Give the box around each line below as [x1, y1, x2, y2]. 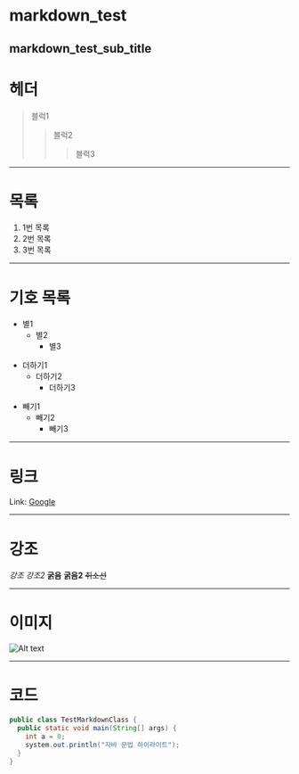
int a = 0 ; [25, 732, 66, 741]
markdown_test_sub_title [9, 41, 152, 56]
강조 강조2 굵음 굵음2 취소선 [9, 570, 107, 580]
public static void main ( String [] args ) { [17, 724, 177, 733]
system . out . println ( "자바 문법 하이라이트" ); [25, 740, 181, 749]
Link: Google [9, 497, 56, 507]
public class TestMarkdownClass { [9, 715, 138, 725]
